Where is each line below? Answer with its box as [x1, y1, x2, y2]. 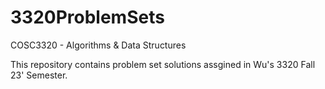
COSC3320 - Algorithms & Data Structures [10, 39, 187, 51]
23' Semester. [10, 69, 68, 81]
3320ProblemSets [10, 6, 165, 29]
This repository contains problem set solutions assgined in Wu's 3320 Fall [10, 58, 316, 70]
